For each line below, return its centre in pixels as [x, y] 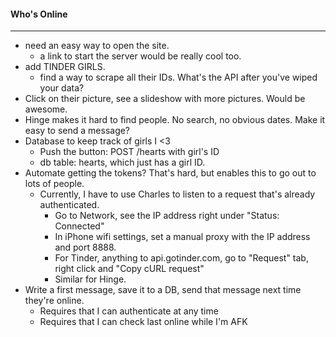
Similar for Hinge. [90, 279]
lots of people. [54, 184]
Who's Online [39, 14]
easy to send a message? [77, 131]
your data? [62, 88]
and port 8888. [85, 247]
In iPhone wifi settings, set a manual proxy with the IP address [182, 237]
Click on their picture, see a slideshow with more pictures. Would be [165, 99]
